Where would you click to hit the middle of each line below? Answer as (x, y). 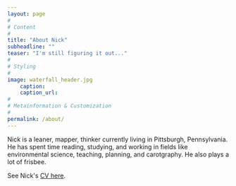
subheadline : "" (31, 47)
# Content (22, 27)
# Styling (22, 66)
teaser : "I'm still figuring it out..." (68, 54)
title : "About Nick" (38, 40)
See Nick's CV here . (36, 175)
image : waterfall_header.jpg (50, 80)
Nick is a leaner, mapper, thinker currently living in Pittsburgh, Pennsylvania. (118, 139)
